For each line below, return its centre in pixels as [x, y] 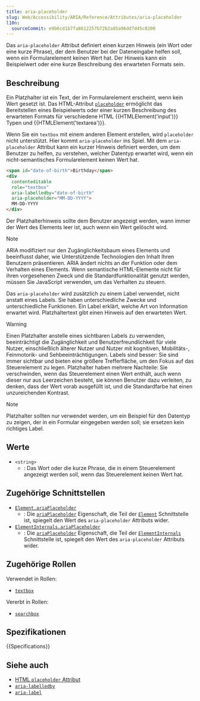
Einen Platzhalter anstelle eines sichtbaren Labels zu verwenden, [86, 336]
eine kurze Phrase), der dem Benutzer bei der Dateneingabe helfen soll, [94, 52]
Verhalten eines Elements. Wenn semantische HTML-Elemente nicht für [94, 270]
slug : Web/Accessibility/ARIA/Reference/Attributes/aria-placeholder [94, 17]
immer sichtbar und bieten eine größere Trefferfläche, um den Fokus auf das [100, 361]
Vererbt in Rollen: [27, 602]
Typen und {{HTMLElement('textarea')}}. [56, 123]
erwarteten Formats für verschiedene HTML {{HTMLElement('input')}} [92, 116]
